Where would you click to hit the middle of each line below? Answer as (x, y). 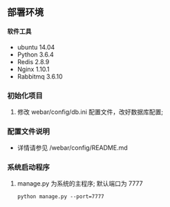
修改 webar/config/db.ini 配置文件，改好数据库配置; (90, 112)
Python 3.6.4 (35, 55)
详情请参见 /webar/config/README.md (72, 148)
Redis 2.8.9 (33, 61)
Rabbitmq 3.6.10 (40, 76)
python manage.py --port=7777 (61, 197)
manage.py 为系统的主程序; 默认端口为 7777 (80, 184)
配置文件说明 (29, 131)
